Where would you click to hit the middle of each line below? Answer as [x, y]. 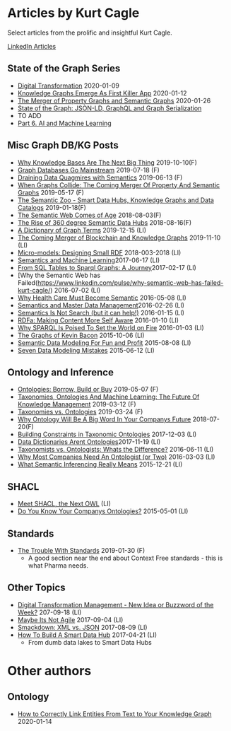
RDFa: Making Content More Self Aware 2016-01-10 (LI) [98, 320]
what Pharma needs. [58, 566]
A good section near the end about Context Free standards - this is [125, 558]
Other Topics [36, 588]
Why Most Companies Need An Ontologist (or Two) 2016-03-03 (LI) [116, 457]
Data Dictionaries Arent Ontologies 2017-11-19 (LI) [89, 442]
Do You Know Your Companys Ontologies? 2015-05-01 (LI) [103, 511]
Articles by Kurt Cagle [73, 13]
